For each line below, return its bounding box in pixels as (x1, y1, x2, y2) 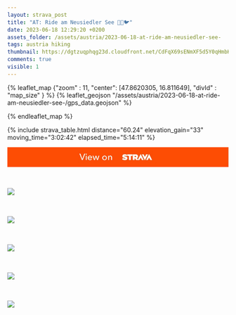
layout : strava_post (7, 11, 68, 18)
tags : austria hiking (7, 41, 71, 49)
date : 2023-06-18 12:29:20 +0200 (7, 26, 105, 33)
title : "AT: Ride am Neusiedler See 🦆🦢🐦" (7, 18, 133, 26)
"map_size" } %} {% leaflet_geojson (7, 91, 111, 99)
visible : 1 (7, 63, 39, 70)
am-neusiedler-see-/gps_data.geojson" (7, 98, 122, 107)
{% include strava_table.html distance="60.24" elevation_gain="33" (7, 125, 204, 134)
